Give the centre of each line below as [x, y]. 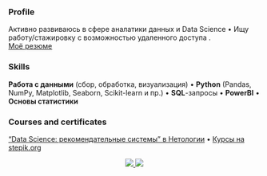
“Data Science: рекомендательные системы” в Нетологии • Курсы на [127, 139]
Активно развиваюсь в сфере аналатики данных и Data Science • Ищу [129, 29]
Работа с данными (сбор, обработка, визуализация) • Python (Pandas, [130, 84]
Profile [22, 12]
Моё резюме [30, 46]
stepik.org [25, 147]
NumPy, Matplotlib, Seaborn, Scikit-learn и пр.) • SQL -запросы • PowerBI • [134, 92]
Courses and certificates [58, 122]
